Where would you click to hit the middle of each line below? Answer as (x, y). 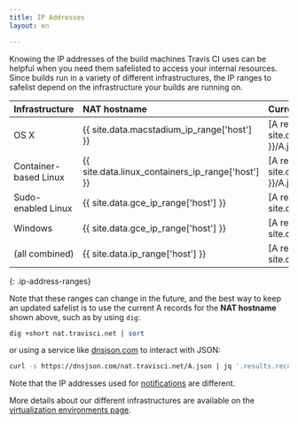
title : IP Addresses (47, 17)
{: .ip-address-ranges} (50, 281)
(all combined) (44, 254)
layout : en (29, 26)
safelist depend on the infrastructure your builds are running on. (126, 87)
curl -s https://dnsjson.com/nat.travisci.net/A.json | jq (121, 366)
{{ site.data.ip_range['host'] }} (145, 254)
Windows (33, 228)
